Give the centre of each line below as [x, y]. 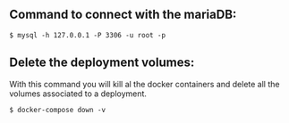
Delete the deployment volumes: [102, 63]
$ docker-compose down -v [57, 110]
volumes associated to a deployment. [78, 94]
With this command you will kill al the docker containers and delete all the [144, 84]
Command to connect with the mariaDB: [123, 15]
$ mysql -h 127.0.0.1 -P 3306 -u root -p [88, 35]
